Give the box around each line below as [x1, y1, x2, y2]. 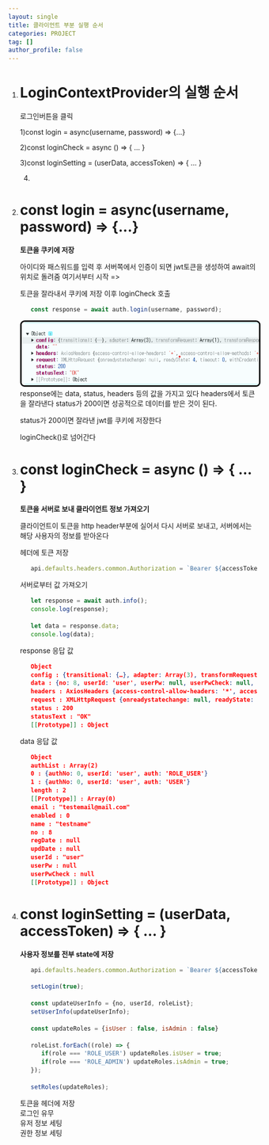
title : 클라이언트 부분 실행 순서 [8, 21, 104, 29]
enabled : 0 [30, 811, 70, 819]
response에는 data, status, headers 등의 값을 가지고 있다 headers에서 [19, 388, 241, 398]
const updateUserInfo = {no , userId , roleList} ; [30, 999, 194, 1008]
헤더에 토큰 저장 [19, 548, 69, 558]
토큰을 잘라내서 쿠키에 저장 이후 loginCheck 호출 [19, 289, 171, 298]
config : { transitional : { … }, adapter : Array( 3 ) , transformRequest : [30, 670, 261, 679]
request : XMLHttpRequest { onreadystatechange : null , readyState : [30, 696, 255, 704]
